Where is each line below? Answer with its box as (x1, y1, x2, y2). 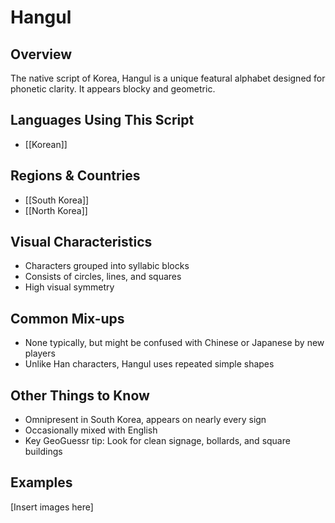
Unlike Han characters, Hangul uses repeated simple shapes (24, 358, 275, 370)
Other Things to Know (10, 387, 150, 404)
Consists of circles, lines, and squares (24, 271, 182, 283)
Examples (10, 474, 73, 491)
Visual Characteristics (10, 234, 153, 251)
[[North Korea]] (24, 204, 88, 216)
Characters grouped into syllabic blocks (24, 260, 190, 272)
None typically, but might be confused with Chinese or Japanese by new (24, 337, 325, 349)
